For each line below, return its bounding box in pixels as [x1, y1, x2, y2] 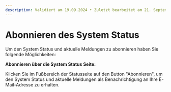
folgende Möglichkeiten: [5, 51, 56, 57]
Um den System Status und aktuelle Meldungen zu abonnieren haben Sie [5, 46, 159, 52]
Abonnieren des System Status [5, 29, 140, 40]
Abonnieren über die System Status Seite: [5, 61, 96, 67]
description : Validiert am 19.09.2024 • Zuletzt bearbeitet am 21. [5, 7, 152, 13]
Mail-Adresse [5, 81, 34, 87]
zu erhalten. [34, 81, 60, 87]
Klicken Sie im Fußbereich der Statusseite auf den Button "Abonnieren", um [5, 71, 163, 77]
